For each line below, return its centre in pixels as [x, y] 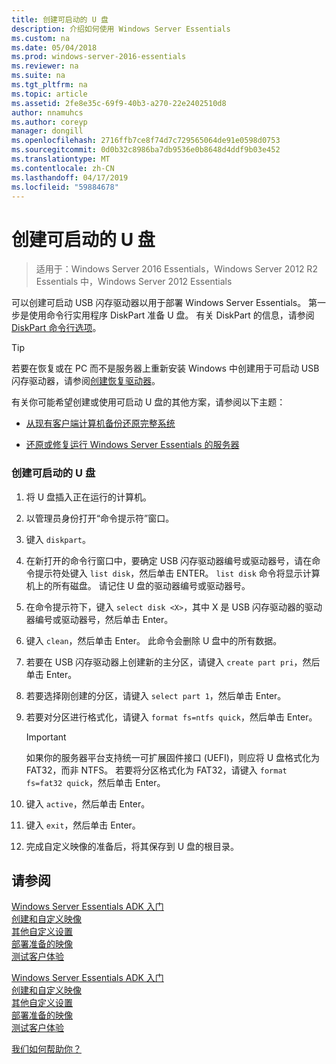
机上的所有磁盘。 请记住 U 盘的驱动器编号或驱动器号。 [138, 585]
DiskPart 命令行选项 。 [56, 328]
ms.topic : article [49, 94]
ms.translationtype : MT [61, 159]
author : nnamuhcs [47, 112]
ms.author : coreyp [49, 122]
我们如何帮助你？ [46, 1049]
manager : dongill [47, 131]
